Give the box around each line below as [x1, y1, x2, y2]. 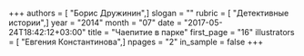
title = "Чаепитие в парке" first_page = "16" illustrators [87, 27, 295, 37]
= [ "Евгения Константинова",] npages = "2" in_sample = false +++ [8, 36, 264, 47]
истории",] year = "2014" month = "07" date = [8, 17, 183, 28]
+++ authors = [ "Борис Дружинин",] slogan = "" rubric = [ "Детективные [8, 8, 289, 18]
